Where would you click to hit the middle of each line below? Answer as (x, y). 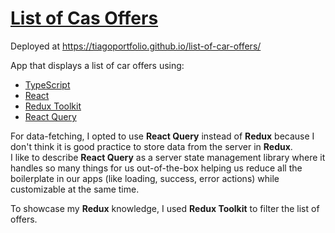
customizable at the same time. (75, 189)
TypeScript (47, 84)
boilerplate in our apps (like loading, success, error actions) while (145, 178)
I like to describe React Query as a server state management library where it (168, 157)
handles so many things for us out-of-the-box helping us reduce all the (156, 168)
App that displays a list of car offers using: (97, 65)
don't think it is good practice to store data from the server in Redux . (151, 146)
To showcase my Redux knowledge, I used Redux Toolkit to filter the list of (165, 208)
